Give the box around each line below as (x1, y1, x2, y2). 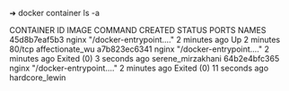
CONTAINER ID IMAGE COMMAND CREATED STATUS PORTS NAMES (9, 25, 267, 35)
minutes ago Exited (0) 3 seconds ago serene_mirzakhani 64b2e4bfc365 (9, 54, 280, 63)
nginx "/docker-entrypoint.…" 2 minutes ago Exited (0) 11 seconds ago (9, 62, 269, 73)
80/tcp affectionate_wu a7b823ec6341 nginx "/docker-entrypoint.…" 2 (9, 44, 270, 54)
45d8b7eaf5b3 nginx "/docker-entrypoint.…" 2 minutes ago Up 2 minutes (9, 35, 281, 45)
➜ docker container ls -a (9, 8, 101, 18)
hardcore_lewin (9, 72, 66, 83)
